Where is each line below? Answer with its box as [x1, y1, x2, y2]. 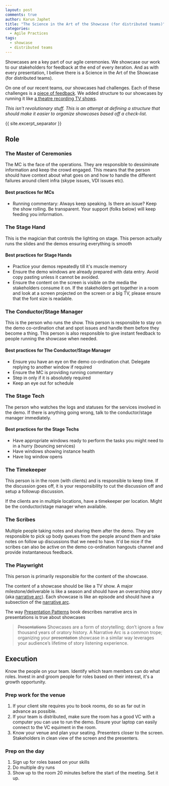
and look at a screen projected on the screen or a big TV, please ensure [12, 290, 161, 296]
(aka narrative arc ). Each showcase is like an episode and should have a [5, 594, 154, 600]
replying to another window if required [12, 364, 92, 370]
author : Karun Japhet [5, 17, 51, 22]
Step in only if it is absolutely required [12, 375, 91, 381]
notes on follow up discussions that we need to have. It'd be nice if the [5, 538, 152, 544]
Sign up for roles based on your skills [12, 759, 90, 765]
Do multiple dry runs [12, 764, 55, 770]
